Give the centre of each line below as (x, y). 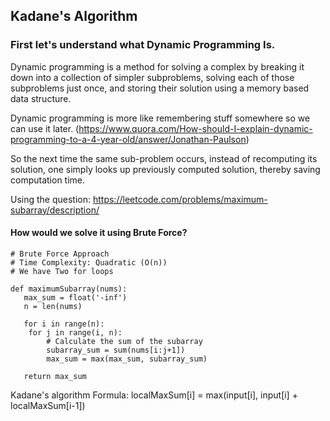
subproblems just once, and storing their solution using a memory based (160, 88)
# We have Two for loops (62, 271)
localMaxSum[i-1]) (48, 405)
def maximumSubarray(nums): (69, 289)
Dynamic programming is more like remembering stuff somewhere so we (160, 118)
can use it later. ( (45, 128)
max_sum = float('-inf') (75, 297)
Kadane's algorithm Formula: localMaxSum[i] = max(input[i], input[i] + (154, 395)
